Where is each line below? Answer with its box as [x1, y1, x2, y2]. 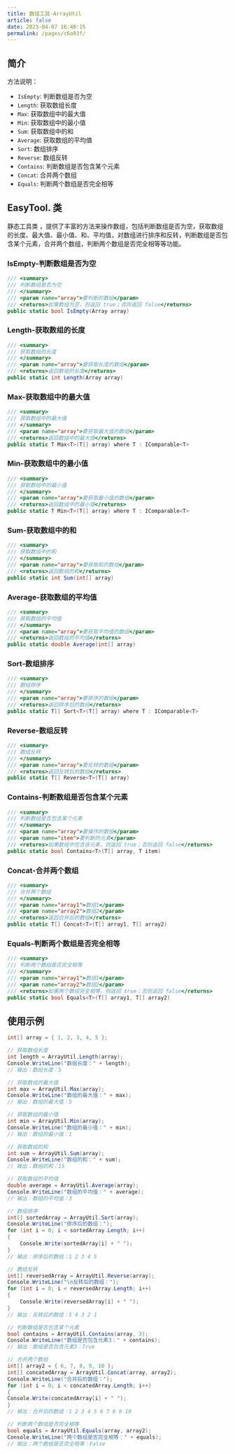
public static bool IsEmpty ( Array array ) [7, 307, 130, 315]
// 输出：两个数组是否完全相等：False [7, 1440, 106, 1447]
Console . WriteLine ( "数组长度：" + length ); [7, 1059, 131, 1067]
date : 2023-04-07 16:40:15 [7, 23, 86, 30]
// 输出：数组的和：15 [7, 1163, 65, 1170]
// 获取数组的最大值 [7, 1079, 59, 1086]
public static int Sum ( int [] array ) [7, 574, 114, 581]
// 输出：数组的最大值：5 [7, 1099, 72, 1106]
